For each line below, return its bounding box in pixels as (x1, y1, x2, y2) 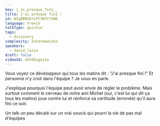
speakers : (5, 43, 25, 48)
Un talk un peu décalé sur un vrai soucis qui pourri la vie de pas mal (5, 110, 142, 116)
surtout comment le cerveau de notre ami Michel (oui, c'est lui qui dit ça (5, 90, 150, 96)
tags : (5, 30, 16, 35)
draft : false (5, 52, 32, 58)
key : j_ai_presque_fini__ (5, 7, 58, 12)
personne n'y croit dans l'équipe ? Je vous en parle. (5, 76, 110, 82)
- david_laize (9, 48, 38, 53)
